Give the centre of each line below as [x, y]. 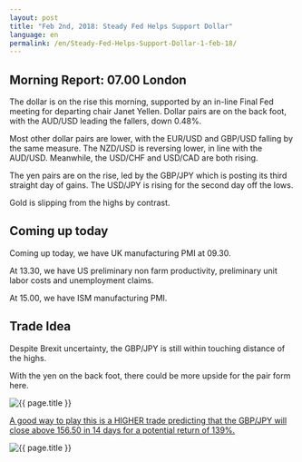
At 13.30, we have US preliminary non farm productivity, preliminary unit [144, 270]
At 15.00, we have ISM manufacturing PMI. [88, 298]
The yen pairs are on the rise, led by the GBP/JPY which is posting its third [148, 176]
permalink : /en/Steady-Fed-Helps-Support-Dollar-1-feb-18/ [123, 43]
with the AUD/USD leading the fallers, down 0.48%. [106, 121]
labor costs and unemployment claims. [82, 280]
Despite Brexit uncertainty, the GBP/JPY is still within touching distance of [147, 348]
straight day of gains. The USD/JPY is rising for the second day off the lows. [151, 185]
